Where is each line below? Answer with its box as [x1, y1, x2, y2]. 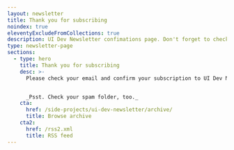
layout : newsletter [7, 10, 64, 17]
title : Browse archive [25, 112, 92, 120]
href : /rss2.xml [25, 126, 73, 133]
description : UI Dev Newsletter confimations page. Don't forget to [7, 36, 210, 43]
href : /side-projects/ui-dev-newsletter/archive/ [25, 106, 173, 113]
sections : [7, 49, 36, 56]
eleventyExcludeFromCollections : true [7, 29, 120, 37]
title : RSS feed [25, 132, 73, 139]
